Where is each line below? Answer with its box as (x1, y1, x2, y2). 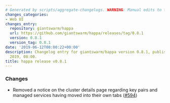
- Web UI (5, 17, 24, 22)
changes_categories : (5, 12, 49, 17)
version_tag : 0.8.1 (10, 40, 51, 45)
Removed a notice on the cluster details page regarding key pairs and (12, 86, 158, 93)
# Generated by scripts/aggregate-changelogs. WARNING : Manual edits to (5, 7, 162, 13)
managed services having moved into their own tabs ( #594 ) (12, 92, 138, 98)
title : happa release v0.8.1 (5, 59, 67, 64)
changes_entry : (5, 21, 37, 27)
